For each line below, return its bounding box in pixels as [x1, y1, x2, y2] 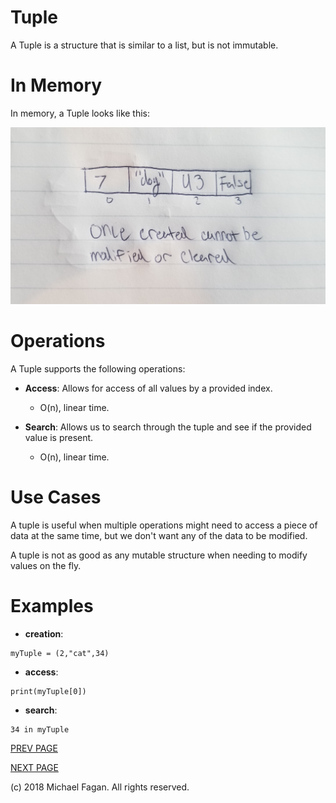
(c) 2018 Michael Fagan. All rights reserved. [10, 781, 190, 793]
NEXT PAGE [10, 761, 59, 773]
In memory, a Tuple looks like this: [10, 107, 151, 119]
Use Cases [10, 486, 102, 508]
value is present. [24, 431, 94, 443]
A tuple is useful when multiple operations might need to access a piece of [10, 519, 318, 531]
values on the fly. [10, 559, 82, 571]
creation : [24, 627, 64, 640]
